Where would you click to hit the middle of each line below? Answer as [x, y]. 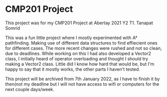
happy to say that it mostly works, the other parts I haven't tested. [73, 69]
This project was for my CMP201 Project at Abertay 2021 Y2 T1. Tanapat [79, 23]
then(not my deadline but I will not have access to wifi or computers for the [82, 84]
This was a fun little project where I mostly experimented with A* [72, 38]
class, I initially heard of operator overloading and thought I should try [77, 58]
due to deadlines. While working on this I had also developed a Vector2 [78, 53]
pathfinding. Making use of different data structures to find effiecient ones [82, 43]
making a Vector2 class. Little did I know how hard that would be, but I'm [80, 64]
